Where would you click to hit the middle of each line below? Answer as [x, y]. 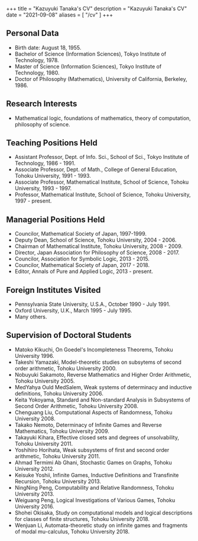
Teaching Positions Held [52, 143]
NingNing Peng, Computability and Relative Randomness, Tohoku [94, 487]
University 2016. [34, 506]
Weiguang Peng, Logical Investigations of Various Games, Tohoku [95, 500]
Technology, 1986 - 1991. [45, 163]
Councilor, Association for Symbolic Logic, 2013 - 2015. [82, 259]
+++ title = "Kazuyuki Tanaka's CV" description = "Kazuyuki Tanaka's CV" [97, 9]
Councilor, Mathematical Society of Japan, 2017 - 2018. [82, 265]
